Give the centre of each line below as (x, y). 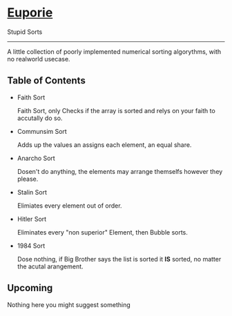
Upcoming (30, 288)
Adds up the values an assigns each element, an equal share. (104, 145)
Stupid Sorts (25, 32)
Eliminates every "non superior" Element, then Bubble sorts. (103, 232)
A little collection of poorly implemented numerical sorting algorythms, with (114, 51)
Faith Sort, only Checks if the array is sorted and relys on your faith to (116, 110)
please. (28, 179)
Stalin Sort (32, 192)
